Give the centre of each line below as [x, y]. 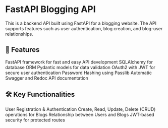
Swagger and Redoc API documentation [47, 78]
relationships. [19, 34]
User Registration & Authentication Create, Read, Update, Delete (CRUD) [80, 109]
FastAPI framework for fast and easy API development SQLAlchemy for [79, 62]
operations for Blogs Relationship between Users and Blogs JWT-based [80, 114]
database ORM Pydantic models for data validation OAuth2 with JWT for [80, 67]
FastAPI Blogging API [50, 9]
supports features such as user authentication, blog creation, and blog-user [84, 28]
